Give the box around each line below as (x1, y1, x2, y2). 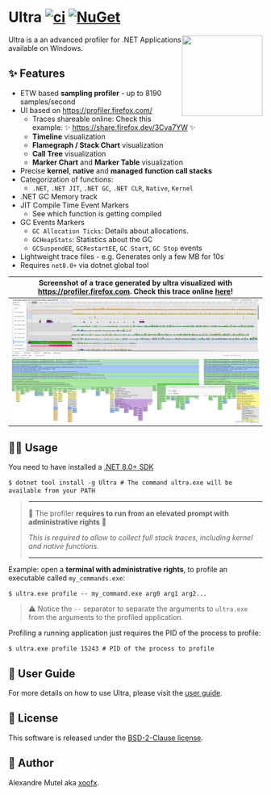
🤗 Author (8, 756, 54, 770)
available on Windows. (8, 43, 83, 52)
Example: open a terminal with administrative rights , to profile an (8, 565, 228, 575)
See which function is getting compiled (31, 208, 163, 218)
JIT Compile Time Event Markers (19, 200, 129, 210)
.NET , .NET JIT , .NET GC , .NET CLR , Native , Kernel (31, 182, 194, 193)
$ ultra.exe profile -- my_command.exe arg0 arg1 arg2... (8, 590, 207, 598)
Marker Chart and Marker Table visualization (31, 157, 184, 167)
